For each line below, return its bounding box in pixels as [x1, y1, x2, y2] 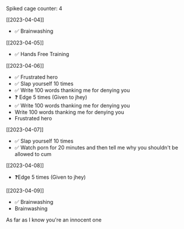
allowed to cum [14, 151, 51, 157]
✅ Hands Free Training [14, 51, 70, 57]
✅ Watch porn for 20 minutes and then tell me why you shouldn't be [14, 144, 178, 151]
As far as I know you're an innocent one [6, 216, 102, 223]
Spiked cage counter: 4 [6, 5, 63, 12]
